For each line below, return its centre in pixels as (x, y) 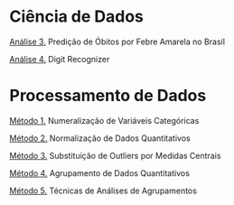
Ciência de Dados (77, 17)
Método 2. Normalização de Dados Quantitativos (100, 138)
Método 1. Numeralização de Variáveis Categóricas (104, 120)
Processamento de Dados (108, 96)
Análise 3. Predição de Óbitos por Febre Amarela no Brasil (117, 42)
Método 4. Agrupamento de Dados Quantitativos (99, 172)
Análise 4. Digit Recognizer (60, 59)
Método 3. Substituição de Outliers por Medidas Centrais (115, 155)
